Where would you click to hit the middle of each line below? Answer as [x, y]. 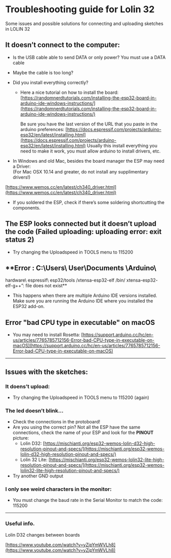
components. [26, 208]
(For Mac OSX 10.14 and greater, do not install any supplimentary [80, 171]
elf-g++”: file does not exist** [36, 286]
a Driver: [22, 166]
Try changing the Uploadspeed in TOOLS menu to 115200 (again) [81, 397]
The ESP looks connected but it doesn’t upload [81, 224]
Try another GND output [38, 476]
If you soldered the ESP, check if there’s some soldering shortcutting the [88, 202]
